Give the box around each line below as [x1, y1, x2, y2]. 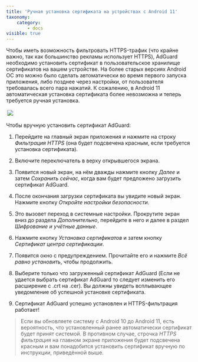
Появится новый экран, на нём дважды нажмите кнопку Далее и [14, 169, 180, 176]
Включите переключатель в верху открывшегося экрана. [14, 157, 160, 164]
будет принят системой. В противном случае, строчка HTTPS [20, 330, 177, 337]
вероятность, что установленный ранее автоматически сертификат [20, 324, 192, 331]
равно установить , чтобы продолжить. [14, 258, 113, 266]
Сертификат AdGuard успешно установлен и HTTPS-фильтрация [14, 300, 178, 307]
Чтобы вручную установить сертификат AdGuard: [6, 122, 131, 129]
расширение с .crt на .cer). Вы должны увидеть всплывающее [14, 282, 172, 289]
